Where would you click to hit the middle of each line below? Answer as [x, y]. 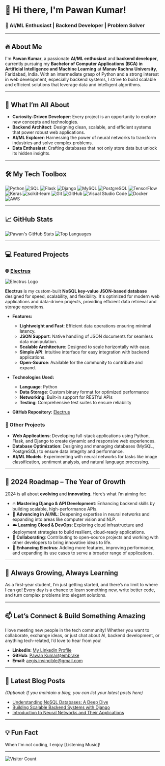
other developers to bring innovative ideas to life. [62, 542]
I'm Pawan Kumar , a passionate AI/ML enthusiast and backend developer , [82, 59]
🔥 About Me [24, 47]
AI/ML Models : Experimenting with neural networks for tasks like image [85, 456]
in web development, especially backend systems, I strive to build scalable [81, 80]
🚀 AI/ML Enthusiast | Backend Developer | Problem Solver [75, 26]
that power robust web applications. [49, 132]
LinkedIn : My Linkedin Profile [42, 650]
